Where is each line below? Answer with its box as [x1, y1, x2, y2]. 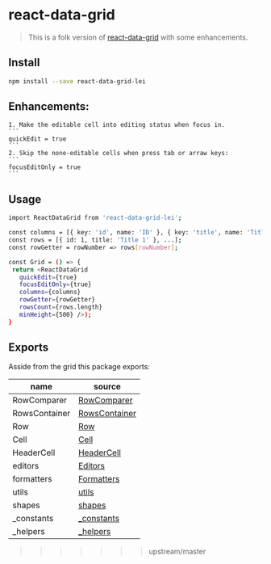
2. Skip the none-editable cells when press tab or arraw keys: [8, 149, 229, 158]
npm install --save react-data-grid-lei [8, 77, 147, 86]
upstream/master [148, 547, 206, 557]
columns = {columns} [19, 288, 81, 297]
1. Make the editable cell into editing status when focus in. [8, 121, 226, 129]
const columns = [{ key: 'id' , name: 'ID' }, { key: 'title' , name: [8, 229, 244, 237]
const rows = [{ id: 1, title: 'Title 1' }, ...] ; [8, 236, 182, 244]
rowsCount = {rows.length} [19, 303, 103, 311]
